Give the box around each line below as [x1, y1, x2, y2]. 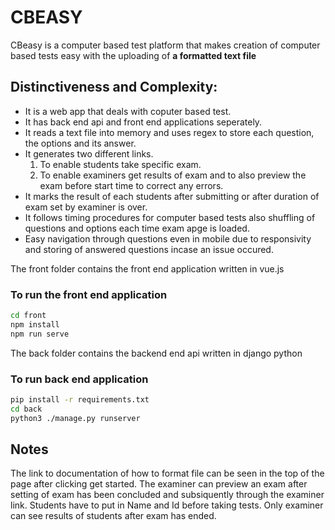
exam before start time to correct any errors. [39, 179, 224, 191]
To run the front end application [10, 287, 168, 301]
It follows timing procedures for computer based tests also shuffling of [24, 211, 316, 223]
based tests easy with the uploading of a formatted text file [10, 49, 257, 61]
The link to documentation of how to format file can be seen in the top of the [10, 467, 325, 480]
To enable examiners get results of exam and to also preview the [39, 169, 307, 181]
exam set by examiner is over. [24, 201, 148, 213]
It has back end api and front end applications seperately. [24, 116, 263, 128]
